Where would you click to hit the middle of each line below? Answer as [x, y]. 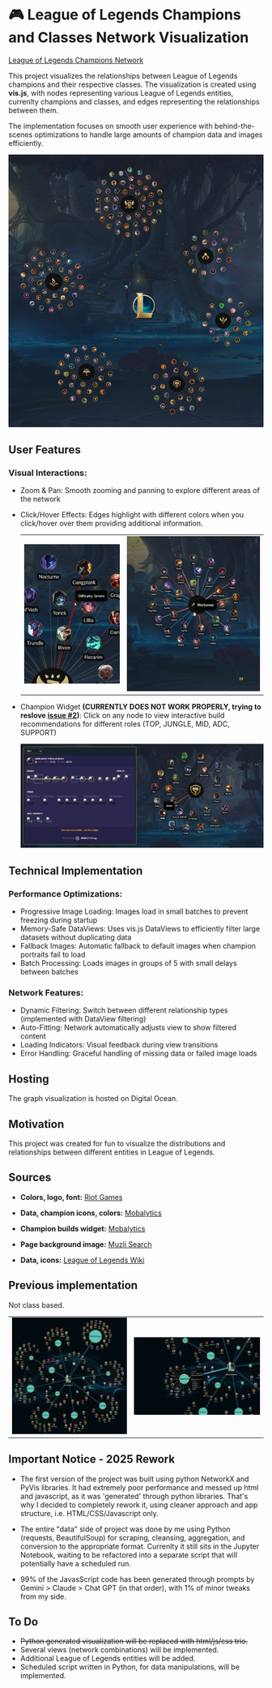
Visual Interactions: [48, 473]
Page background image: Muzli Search [86, 1244]
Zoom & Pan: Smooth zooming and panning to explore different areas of [140, 491]
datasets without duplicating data [76, 937]
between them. [34, 110]
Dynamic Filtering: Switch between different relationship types [124, 1010]
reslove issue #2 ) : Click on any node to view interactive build [122, 715]
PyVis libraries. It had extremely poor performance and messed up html [139, 1487]
